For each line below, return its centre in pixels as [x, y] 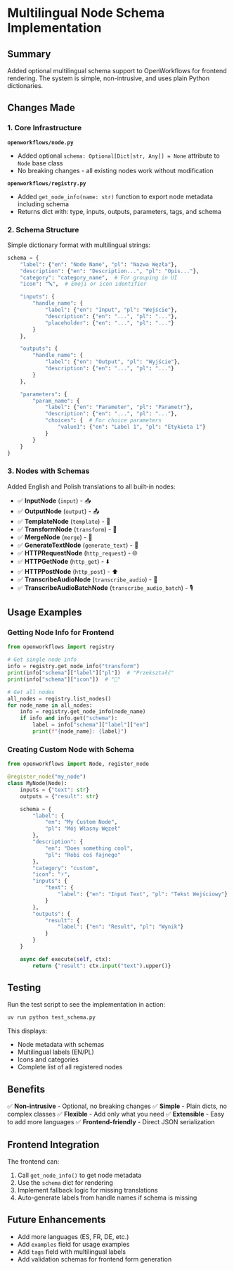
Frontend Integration [53, 1144]
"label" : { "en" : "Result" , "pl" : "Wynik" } [121, 927]
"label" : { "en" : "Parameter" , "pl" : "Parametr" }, [119, 407]
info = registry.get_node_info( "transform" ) [73, 667]
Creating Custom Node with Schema [71, 749]
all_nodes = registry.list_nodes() [59, 698]
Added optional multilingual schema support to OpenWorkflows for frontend [117, 71]
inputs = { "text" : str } [55, 790]
